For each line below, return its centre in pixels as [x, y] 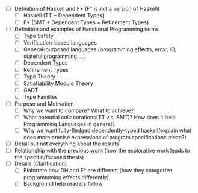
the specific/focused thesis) [49, 157]
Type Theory [39, 76]
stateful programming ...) [54, 56]
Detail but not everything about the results [67, 144]
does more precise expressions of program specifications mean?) [105, 138]
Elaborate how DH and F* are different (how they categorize [98, 171]
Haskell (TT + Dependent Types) [64, 16]
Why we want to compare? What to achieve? [79, 110]
